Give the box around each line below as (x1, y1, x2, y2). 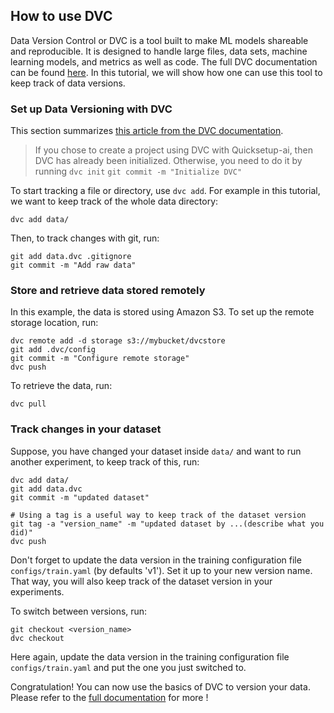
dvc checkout (10, 633, 65, 643)
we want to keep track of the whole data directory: (10, 195, 219, 208)
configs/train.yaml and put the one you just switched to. (10, 661, 247, 673)
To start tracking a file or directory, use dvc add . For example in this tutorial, (10, 185, 321, 197)
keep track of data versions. (10, 77, 126, 89)
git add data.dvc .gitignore (10, 252, 132, 262)
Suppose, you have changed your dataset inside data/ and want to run (10, 445, 302, 457)
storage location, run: (10, 317, 99, 329)
